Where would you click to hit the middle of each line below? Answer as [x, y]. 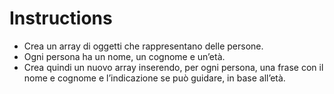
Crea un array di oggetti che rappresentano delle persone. [143, 46]
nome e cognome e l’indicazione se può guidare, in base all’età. [154, 78]
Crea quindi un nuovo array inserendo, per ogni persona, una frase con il [173, 67]
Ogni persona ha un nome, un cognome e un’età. [124, 56]
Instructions [61, 18]
